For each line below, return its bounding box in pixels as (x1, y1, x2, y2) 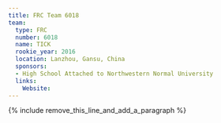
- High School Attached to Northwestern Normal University (15, 70, 214, 78)
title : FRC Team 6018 (8, 11, 80, 20)
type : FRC (15, 26, 47, 34)
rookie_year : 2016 (15, 48, 77, 56)
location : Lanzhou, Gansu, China (15, 56, 125, 63)
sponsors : (15, 63, 47, 71)
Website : (22, 84, 51, 92)
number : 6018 (15, 33, 58, 42)
